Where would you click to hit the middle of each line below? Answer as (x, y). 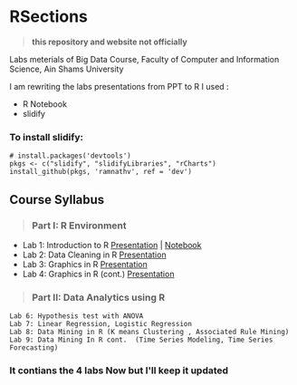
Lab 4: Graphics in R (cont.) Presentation (98, 274)
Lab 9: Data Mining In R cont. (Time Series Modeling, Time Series (141, 340)
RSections (49, 17)
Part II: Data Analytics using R (98, 297)
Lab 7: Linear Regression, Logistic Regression (101, 324)
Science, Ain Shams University (67, 69)
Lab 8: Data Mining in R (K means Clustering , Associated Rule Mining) (149, 332)
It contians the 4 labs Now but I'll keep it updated (119, 371)
